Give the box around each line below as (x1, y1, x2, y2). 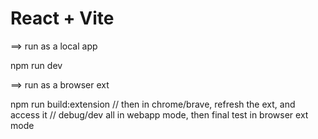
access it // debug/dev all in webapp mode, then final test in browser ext (10, 108, 309, 121)
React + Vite (10, 7, 115, 30)
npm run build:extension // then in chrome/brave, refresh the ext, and (10, 98, 296, 110)
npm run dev (10, 59, 63, 71)
